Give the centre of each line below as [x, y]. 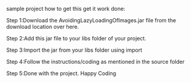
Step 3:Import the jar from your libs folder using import [74, 50]
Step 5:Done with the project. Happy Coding [61, 73]
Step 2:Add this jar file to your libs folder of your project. [76, 38]
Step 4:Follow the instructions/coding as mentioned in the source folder [95, 62]
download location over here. [43, 27]
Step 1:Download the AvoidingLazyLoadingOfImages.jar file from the [91, 20]
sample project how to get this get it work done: [66, 9]
